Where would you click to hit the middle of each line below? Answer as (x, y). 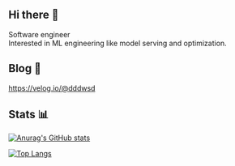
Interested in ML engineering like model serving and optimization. (117, 43)
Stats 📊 (29, 115)
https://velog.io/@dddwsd (52, 88)
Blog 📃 (25, 68)
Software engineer (39, 34)
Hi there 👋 (34, 15)
